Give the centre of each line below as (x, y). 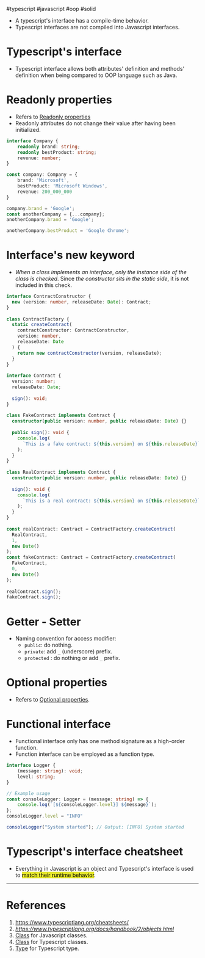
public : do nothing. (49, 645)
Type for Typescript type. (47, 948)
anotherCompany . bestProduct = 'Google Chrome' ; (68, 231)
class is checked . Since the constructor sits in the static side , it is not (102, 279)
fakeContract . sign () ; (34, 597)
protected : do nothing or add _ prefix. (72, 658)
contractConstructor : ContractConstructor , (74, 330)
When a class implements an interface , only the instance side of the (101, 272)
